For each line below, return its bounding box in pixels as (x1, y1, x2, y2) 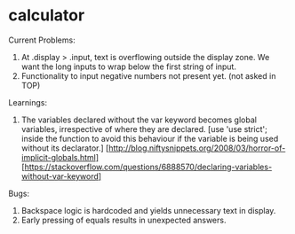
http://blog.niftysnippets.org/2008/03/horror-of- (108, 143, 286, 153)
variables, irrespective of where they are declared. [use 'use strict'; (20, 123, 267, 134)
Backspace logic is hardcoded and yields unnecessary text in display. (20, 205, 276, 215)
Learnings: (8, 97, 48, 107)
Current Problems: (8, 35, 76, 45)
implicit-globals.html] (20, 152, 100, 162)
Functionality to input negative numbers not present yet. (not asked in (20, 70, 276, 81)
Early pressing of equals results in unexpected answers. (20, 214, 227, 225)
